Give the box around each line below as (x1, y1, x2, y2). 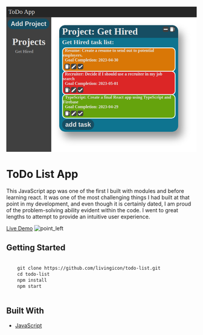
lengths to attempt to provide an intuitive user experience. (6, 213, 150, 221)
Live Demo (6, 225, 33, 232)
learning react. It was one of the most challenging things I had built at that (6, 194, 190, 201)
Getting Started (6, 242, 66, 253)
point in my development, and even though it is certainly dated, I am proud (6, 200, 192, 207)
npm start (17, 284, 42, 290)
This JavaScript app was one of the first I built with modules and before (6, 187, 184, 195)
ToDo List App (6, 167, 79, 181)
